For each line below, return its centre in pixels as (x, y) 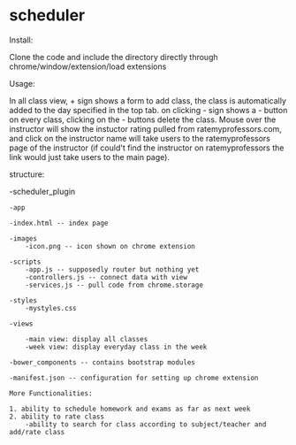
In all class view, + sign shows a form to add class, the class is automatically (148, 100)
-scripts (25, 262)
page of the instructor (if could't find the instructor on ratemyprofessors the (147, 148)
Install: (21, 40)
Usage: (22, 83)
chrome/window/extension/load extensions (88, 66)
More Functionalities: (51, 393)
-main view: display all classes (87, 339)
